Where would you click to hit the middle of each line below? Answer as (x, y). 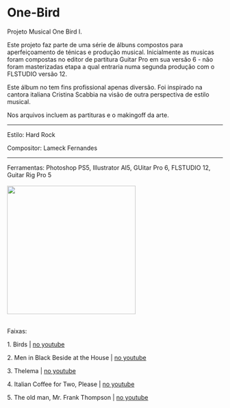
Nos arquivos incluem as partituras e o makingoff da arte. (88, 115)
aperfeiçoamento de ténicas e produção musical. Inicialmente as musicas (111, 52)
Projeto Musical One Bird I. (44, 31)
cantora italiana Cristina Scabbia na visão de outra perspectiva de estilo (108, 94)
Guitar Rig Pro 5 (29, 175)
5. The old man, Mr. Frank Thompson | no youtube (78, 397)
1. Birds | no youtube (36, 344)
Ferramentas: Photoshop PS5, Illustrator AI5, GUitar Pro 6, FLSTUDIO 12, (109, 167)
